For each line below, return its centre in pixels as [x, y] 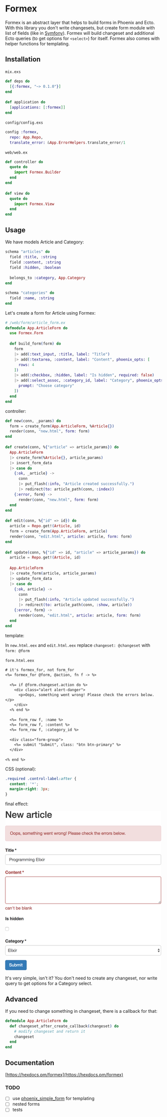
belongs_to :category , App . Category [47, 278]
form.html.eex [20, 660]
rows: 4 [26, 365]
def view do [17, 193]
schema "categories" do [30, 293]
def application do [25, 102]
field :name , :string [32, 298]
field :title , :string [33, 257]
